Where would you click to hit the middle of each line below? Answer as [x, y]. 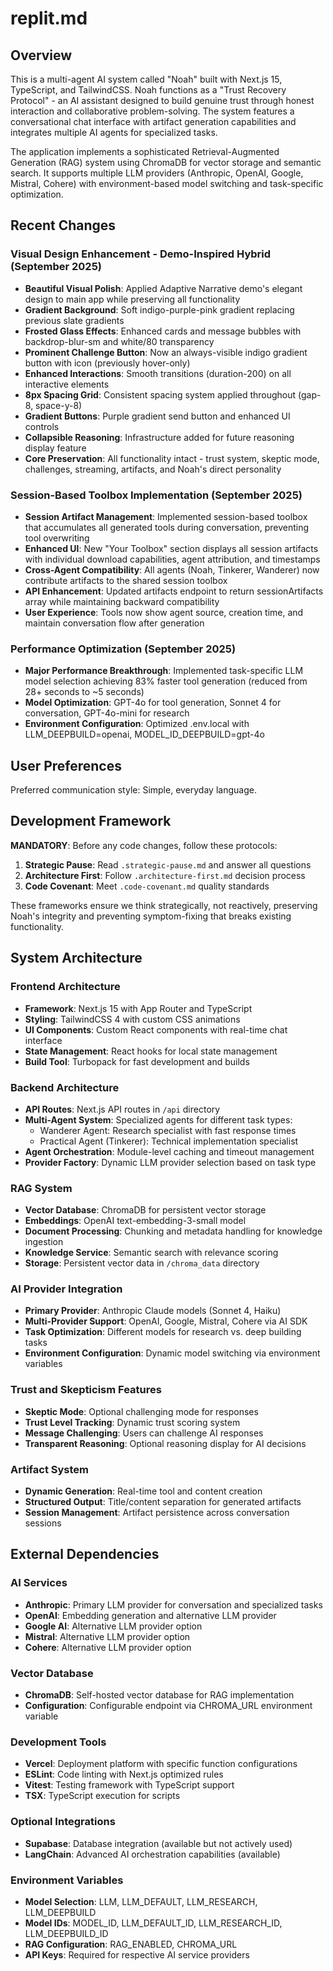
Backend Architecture [65, 1087]
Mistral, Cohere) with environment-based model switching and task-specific [167, 183]
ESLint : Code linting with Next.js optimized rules [124, 1774]
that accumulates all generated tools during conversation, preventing [166, 527]
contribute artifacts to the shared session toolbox [126, 580]
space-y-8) [59, 405]
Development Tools [58, 1742]
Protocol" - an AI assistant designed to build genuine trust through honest [162, 100]
